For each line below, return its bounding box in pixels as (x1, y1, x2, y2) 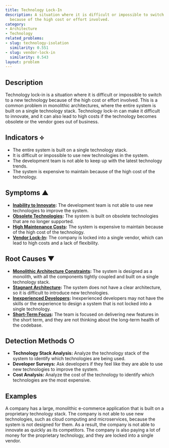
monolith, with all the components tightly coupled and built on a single (12, 273, 159, 279)
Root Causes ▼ (5, 254, 55, 263)
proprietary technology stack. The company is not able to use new (5, 411, 144, 417)
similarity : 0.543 (10, 54, 49, 60)
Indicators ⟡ (5, 133, 45, 142)
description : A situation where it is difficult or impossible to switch (5, 12, 164, 17)
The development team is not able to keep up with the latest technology (12, 157, 162, 164)
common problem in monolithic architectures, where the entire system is (5, 103, 156, 109)
